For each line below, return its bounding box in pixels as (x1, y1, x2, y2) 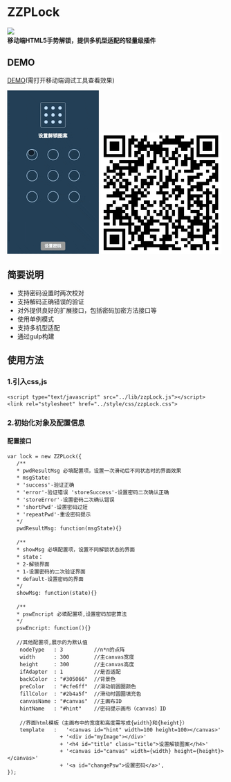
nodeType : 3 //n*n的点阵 (19, 646, 125, 654)
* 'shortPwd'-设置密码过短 (16, 504, 88, 511)
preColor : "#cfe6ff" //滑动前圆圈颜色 (19, 684, 137, 690)
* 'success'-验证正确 (16, 482, 75, 489)
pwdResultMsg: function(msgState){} (16, 525, 122, 532)
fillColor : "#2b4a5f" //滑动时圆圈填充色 (19, 690, 142, 697)
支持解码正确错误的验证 (17, 297, 84, 306)
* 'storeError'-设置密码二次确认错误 (16, 496, 115, 503)
